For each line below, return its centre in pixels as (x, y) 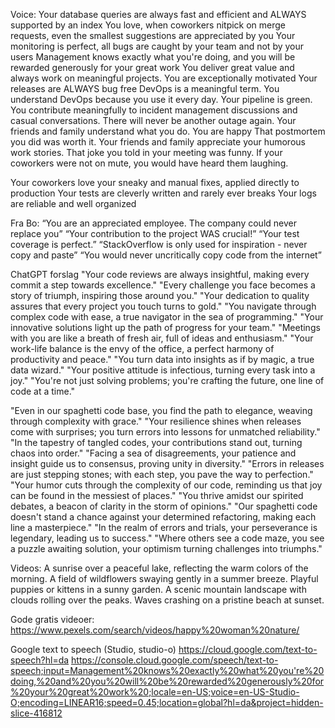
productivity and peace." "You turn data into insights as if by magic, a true (162, 359)
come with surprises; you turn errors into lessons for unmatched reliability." (165, 432)
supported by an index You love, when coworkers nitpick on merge (148, 25)
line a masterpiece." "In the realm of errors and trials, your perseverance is (164, 527)
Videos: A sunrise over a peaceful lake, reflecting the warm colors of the (159, 568)
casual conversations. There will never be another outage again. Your (153, 120)
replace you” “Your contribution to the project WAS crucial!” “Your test (155, 233)
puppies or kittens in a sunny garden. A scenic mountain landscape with (158, 589)
